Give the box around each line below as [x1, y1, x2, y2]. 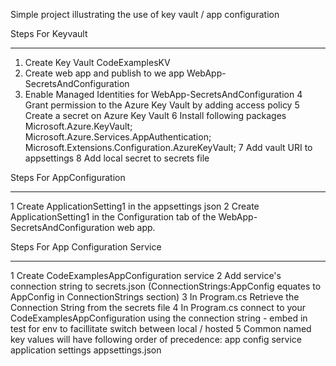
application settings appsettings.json [10, 344, 162, 356]
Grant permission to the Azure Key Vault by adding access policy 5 [24, 99, 300, 111]
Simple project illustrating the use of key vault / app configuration [10, 9, 280, 20]
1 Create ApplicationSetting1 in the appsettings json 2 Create [10, 200, 260, 212]
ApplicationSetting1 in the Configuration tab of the [10, 211, 217, 223]
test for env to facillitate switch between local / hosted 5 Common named [10, 323, 312, 334]
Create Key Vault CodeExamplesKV [24, 57, 171, 68]
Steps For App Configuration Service [10, 241, 162, 253]
